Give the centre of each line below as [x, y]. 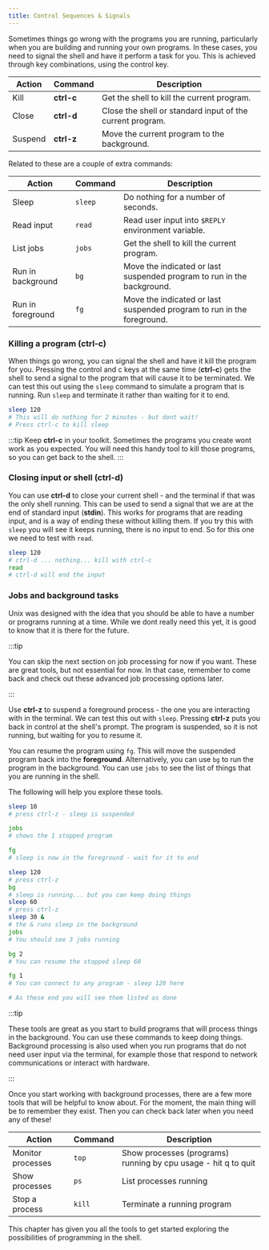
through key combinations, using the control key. [89, 64]
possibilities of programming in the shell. [75, 1238]
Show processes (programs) [175, 1153]
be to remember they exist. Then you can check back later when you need [131, 1111]
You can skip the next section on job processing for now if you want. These [132, 661]
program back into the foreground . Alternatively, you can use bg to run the [131, 759]
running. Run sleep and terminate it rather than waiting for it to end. [119, 395]
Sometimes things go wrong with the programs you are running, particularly [133, 39]
